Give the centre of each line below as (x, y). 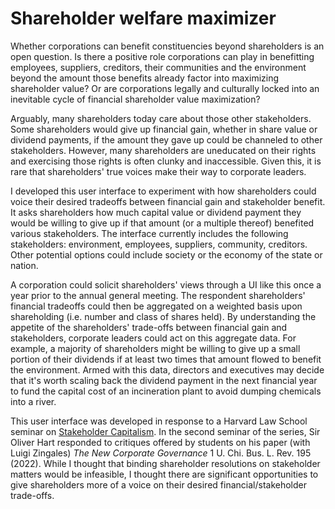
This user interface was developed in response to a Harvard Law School (159, 421)
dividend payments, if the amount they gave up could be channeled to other (166, 139)
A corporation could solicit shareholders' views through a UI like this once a (166, 284)
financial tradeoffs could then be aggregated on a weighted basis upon (156, 306)
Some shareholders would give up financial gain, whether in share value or (164, 129)
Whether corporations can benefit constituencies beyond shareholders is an (167, 46)
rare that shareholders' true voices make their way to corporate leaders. (158, 171)
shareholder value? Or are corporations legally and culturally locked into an (165, 88)
